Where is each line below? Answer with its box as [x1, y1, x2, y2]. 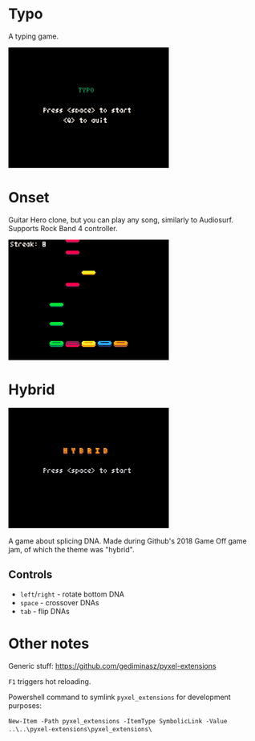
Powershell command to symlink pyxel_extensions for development [8, 692, 231, 702]
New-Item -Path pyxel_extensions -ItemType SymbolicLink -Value [8, 717, 228, 725]
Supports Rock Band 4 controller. [8, 223, 118, 233]
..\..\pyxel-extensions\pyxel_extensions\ [8, 725, 152, 733]
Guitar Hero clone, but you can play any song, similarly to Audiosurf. [8, 214, 234, 225]
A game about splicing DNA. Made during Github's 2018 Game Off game [8, 535, 247, 546]
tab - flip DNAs [19, 606, 70, 616]
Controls [8, 568, 53, 582]
